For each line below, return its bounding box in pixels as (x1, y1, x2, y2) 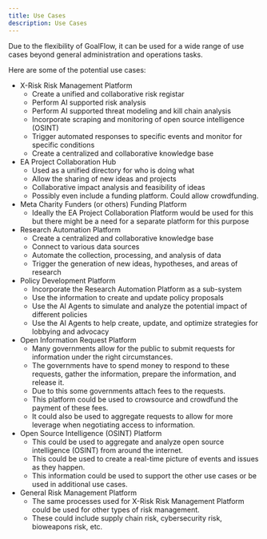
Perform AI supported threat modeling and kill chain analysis (31, 105, 232, 116)
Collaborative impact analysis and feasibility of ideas (31, 182, 205, 192)
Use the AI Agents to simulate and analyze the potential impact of (31, 301, 248, 311)
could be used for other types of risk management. (31, 505, 200, 514)
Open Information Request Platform (19, 335, 137, 344)
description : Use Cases (8, 19, 88, 27)
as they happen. (31, 462, 86, 472)
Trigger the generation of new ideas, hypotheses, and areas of (31, 259, 238, 268)
